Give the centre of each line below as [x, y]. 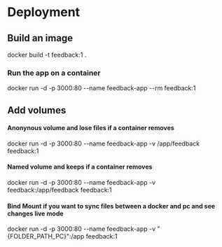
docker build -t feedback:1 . [47, 55]
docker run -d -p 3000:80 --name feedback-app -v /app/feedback [104, 143]
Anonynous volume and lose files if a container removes [91, 128]
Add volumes [37, 110]
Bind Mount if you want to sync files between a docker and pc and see [111, 206]
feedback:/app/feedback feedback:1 [60, 190]
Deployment [44, 12]
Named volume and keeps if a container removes [80, 167]
